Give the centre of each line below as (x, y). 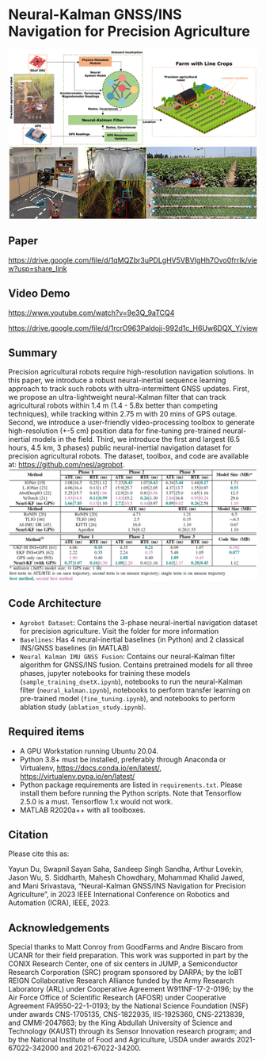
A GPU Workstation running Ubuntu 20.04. (89, 750)
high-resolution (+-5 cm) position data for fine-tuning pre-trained (115, 431)
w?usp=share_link (38, 268)
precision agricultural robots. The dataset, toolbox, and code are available (129, 456)
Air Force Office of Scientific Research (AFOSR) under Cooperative (118, 998)
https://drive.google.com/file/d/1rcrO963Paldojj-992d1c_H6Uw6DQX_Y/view (133, 328)
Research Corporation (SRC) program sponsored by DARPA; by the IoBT (125, 973)
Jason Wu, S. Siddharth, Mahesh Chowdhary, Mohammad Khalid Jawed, (127, 877)
